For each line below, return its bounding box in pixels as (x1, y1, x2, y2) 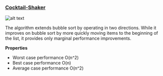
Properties (5, 45, 28, 51)
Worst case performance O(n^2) (12, 55, 79, 61)
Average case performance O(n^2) (12, 65, 84, 71)
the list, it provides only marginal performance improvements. (5, 35, 132, 41)
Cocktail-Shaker (5, 4, 46, 11)
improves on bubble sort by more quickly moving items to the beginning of (5, 30, 159, 36)
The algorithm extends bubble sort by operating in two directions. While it (5, 25, 157, 31)
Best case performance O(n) (12, 60, 71, 66)
